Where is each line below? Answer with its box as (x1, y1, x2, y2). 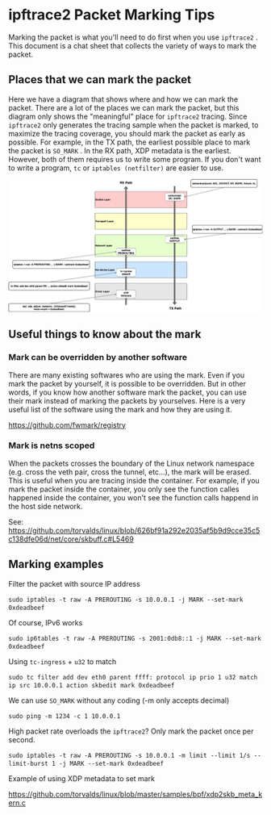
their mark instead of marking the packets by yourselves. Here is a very (8, 395, 246, 405)
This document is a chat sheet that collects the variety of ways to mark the (8, 40, 256, 50)
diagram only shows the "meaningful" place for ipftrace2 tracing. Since (8, 111, 248, 121)
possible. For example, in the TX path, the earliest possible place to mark (8, 137, 251, 147)
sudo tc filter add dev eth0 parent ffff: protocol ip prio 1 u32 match (8, 673, 258, 681)
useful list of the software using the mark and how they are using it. (8, 404, 232, 414)
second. (8, 734, 35, 744)
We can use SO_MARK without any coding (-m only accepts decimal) (8, 696, 230, 705)
